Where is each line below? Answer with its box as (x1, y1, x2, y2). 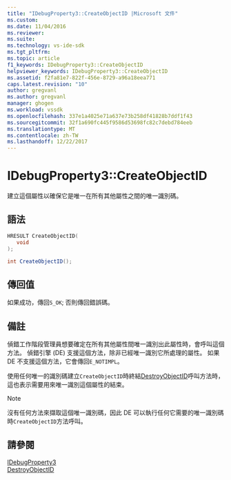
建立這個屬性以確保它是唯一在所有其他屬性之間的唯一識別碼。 (7, 192, 183, 200)
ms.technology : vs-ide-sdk (7, 42, 85, 49)
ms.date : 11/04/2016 (7, 23, 67, 30)
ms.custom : (7, 17, 39, 23)
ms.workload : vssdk (7, 106, 63, 113)
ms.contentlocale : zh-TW (7, 132, 79, 139)
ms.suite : (7, 36, 36, 43)
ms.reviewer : (7, 29, 45, 37)
